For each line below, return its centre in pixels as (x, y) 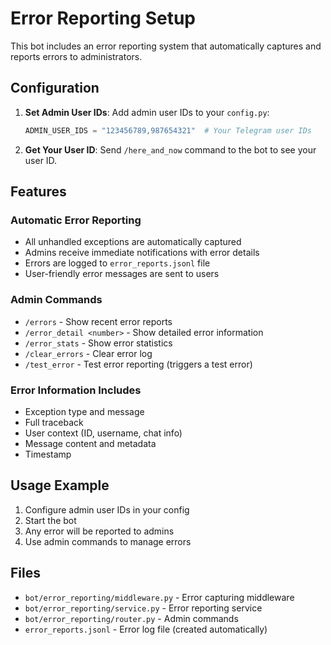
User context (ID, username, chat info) (103, 433)
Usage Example (60, 485)
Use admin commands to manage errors (108, 541)
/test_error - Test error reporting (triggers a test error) (138, 364)
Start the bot (50, 520)
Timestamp (48, 454)
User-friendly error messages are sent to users (122, 274)
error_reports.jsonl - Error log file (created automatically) (146, 629)
